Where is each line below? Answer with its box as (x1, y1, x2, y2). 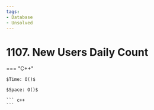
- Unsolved (6, 20, 33, 26)
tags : (6, 8, 20, 15)
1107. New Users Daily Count (6, 45, 149, 59)
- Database (6, 14, 33, 20)
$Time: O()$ (6, 77, 36, 83)
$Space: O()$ (6, 87, 38, 93)
